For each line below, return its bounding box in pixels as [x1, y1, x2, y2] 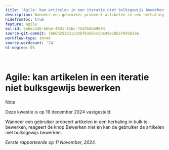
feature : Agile [5, 21, 37, 27]
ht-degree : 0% [5, 45, 35, 50]
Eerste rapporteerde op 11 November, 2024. [5, 139, 96, 145]
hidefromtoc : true [5, 17, 44, 22]
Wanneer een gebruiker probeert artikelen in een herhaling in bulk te [5, 119, 148, 125]
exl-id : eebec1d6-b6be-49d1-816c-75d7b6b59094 [5, 26, 105, 31]
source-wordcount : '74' [5, 41, 56, 46]
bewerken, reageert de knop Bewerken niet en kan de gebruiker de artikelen [5, 124, 164, 130]
